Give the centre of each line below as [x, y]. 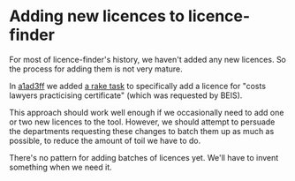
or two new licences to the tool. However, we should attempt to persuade [142, 122]
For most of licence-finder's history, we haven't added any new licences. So [148, 59]
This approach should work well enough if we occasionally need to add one [147, 112]
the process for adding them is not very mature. [96, 69]
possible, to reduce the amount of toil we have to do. [105, 140]
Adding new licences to [97, 16]
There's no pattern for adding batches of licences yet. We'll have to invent [144, 157]
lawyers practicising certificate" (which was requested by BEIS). [126, 95]
